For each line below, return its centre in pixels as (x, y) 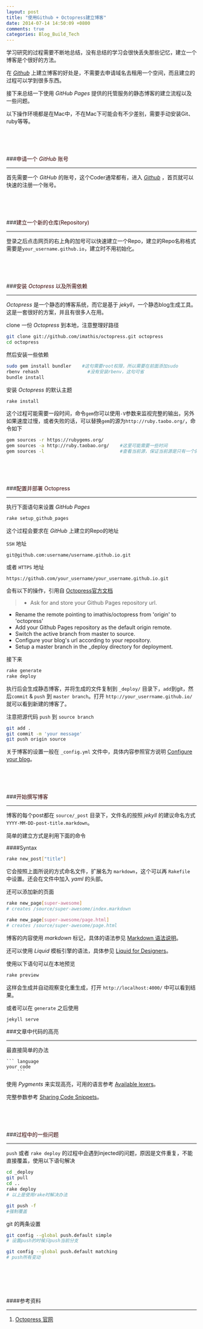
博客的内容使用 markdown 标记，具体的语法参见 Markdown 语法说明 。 (94, 938)
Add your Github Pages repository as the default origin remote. (93, 627)
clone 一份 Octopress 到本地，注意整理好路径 (63, 325)
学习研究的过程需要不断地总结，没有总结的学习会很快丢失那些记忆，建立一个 (101, 53)
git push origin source (36, 739)
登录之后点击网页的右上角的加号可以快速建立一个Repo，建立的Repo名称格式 (101, 241)
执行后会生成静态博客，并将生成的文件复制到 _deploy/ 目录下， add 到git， (97, 688)
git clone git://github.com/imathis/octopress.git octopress (85, 337)
